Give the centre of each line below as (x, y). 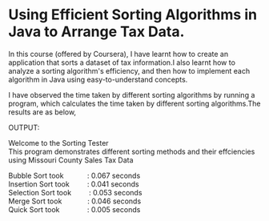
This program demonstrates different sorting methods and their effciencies (132, 151)
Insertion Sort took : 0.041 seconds (74, 184)
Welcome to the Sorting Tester (59, 143)
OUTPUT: (24, 127)
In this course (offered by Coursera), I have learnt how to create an (118, 54)
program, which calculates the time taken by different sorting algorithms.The (134, 103)
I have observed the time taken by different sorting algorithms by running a (132, 94)
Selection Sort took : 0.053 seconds (75, 192)
